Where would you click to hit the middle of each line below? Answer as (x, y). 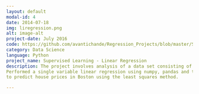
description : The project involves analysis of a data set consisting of (99, 66)
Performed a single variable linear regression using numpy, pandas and (98, 72)
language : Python (28, 55)
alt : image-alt (25, 33)
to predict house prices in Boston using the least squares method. (92, 77)
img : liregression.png (34, 28)
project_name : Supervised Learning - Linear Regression (76, 61)
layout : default (26, 11)
